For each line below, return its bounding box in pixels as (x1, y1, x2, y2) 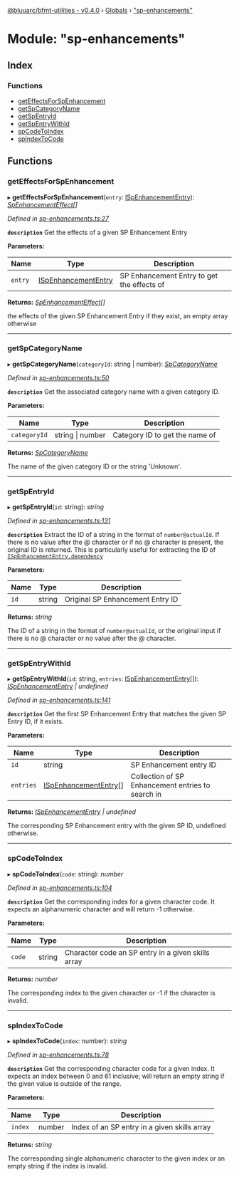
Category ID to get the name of (112, 430, 216, 440)
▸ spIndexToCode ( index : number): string (7, 1037, 127, 1045)
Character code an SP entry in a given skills (64, 947, 210, 957)
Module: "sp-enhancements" (7, 31, 186, 47)
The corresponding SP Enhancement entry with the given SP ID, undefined (7, 822, 226, 830)
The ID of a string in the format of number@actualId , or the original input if (7, 627, 221, 635)
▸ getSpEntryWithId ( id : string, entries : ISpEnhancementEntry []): (7, 674, 199, 683)
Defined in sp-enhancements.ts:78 (7, 1050, 109, 1060)
